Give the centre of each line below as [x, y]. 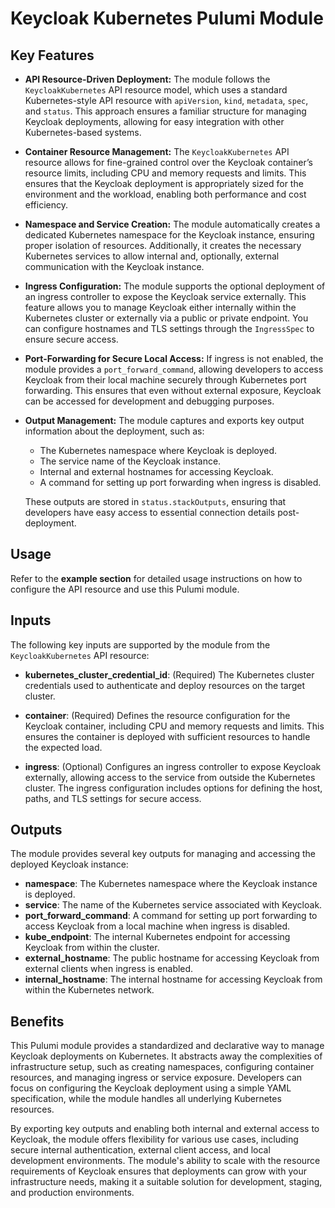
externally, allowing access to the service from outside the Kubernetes [170, 777]
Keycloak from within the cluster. [92, 948]
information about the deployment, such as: [114, 431]
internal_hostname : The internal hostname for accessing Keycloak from [173, 979]
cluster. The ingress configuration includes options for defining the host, [173, 788]
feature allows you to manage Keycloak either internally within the [160, 307]
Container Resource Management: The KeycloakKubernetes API [157, 151]
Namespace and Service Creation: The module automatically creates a [172, 224]
